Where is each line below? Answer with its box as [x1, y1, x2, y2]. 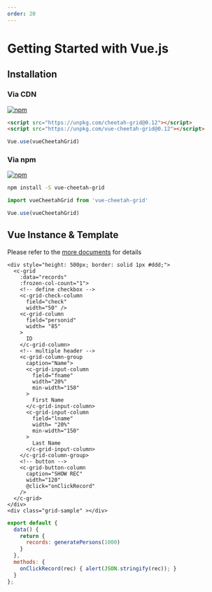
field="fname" [32, 371, 73, 379]
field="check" [25, 298, 68, 305]
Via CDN [7, 89, 37, 99]
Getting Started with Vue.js [7, 40, 169, 56]
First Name [32, 396, 64, 404]
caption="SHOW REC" [25, 470, 83, 478]
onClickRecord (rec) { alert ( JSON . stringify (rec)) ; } [20, 565, 177, 572]
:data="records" [20, 273, 68, 281]
